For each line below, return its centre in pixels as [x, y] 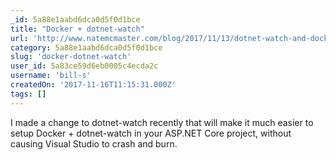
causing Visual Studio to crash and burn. [94, 143]
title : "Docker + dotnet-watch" [77, 29]
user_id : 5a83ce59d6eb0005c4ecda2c [84, 66]
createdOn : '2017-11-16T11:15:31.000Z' [93, 85]
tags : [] [28, 94]
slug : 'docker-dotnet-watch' [71, 57]
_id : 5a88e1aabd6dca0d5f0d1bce [75, 19]
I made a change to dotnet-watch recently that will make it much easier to [162, 122]
